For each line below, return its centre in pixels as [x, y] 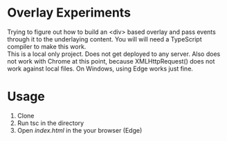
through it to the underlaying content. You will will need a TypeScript [105, 39]
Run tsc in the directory [51, 123]
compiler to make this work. [47, 46]
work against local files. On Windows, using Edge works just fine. [100, 68]
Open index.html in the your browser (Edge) [80, 130]
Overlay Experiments [69, 13]
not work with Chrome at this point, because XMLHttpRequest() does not [111, 61]
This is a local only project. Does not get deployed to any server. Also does [114, 54]
